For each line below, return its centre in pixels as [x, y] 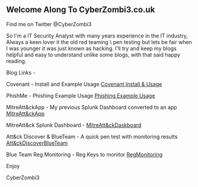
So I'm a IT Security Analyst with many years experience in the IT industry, [97, 36]
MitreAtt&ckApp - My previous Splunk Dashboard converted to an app [92, 107]
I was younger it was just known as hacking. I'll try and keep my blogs [91, 48]
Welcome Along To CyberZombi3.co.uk [81, 10]
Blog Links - [21, 72]
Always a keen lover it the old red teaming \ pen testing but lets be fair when [99, 42]
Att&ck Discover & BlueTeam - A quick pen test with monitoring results [92, 136]
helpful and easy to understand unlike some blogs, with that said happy [93, 54]
